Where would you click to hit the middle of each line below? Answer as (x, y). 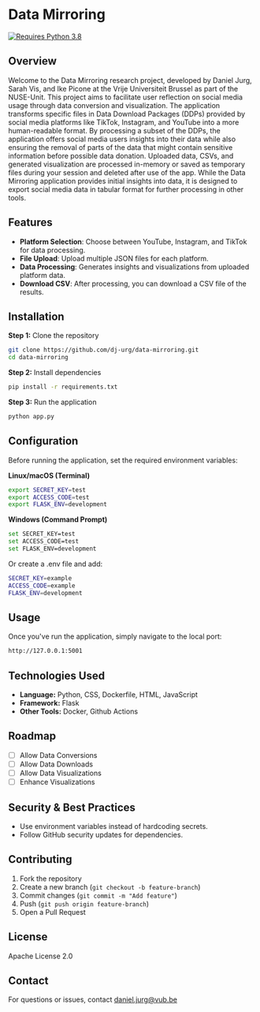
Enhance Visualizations (57, 782)
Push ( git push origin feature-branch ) (84, 903)
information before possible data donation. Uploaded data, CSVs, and (121, 156)
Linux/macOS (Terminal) (49, 475)
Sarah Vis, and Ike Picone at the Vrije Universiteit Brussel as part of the (123, 88)
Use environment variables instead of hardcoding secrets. (114, 826)
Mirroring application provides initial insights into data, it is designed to (123, 181)
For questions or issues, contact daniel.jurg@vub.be (93, 999)
